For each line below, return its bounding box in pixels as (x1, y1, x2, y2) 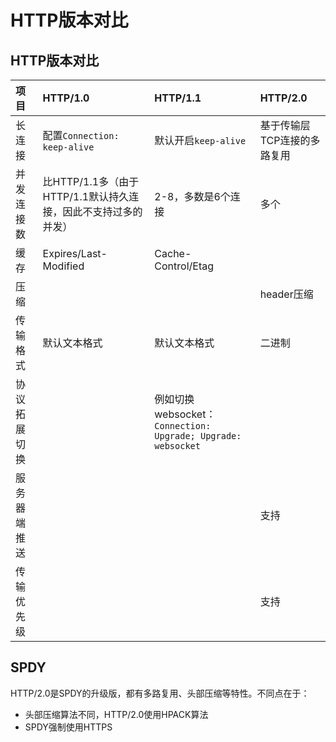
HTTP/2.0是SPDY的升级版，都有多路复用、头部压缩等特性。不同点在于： (10, 687, 310, 699)
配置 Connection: (42, 129, 120, 142)
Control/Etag (154, 259, 214, 273)
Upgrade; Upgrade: (154, 431, 242, 441)
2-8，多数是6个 (154, 190, 231, 203)
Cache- (154, 247, 192, 260)
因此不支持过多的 (62, 205, 143, 218)
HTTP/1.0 (42, 91, 90, 105)
